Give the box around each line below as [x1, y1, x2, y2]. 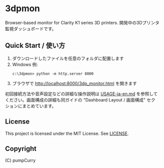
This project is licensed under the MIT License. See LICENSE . [5, 130, 129, 136]
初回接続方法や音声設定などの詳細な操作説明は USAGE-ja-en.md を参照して [5, 91, 158, 97]
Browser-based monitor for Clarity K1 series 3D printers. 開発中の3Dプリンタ [5, 20, 160, 25]
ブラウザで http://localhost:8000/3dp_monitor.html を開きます [12, 80, 137, 86]
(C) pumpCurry [5, 157, 36, 164]
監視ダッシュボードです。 [5, 25, 56, 32]
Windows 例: [12, 62, 38, 67]
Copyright [5, 145, 37, 153]
